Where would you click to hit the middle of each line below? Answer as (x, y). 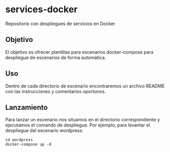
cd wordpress (19, 140)
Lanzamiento (27, 107)
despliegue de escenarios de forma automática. (56, 57)
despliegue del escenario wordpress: (44, 131)
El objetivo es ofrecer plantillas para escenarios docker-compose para (79, 52)
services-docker (41, 9)
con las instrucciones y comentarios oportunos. (56, 91)
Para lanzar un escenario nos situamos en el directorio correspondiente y (83, 120)
